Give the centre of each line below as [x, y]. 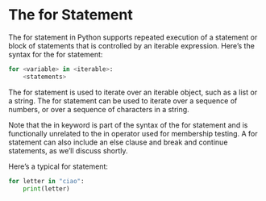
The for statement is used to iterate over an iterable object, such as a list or [133, 92]
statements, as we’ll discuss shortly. [68, 150]
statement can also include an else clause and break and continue [118, 142]
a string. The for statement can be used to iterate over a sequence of [123, 100]
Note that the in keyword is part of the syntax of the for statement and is [128, 125]
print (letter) [46, 188]
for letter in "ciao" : [46, 181]
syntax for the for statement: [56, 54]
